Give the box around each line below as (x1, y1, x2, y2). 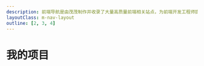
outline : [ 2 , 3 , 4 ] (6, 20, 56, 26)
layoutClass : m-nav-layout (6, 15, 75, 21)
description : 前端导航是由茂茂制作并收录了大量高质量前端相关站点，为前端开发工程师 (6, 8, 195, 15)
